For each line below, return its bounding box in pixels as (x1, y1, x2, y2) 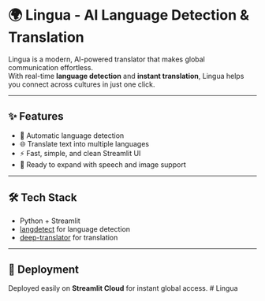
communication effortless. (8, 62, 93, 72)
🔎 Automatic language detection (19, 131, 125, 140)
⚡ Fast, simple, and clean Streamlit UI (19, 148, 141, 158)
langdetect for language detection (19, 224, 131, 233)
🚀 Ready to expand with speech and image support (19, 159, 187, 169)
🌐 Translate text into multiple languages (19, 139, 150, 148)
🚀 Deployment (8, 262, 79, 276)
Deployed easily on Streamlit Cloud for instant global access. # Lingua (8, 284, 238, 293)
